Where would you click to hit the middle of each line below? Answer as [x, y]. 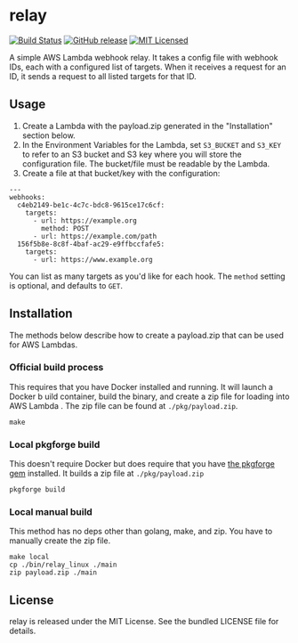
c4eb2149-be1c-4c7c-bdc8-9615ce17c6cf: [91, 205]
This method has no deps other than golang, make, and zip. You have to [141, 532]
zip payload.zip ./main [53, 573]
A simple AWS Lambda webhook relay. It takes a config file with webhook [144, 57]
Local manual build [51, 512]
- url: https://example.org [85, 220]
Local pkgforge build [55, 444]
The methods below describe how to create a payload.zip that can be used [147, 335]
